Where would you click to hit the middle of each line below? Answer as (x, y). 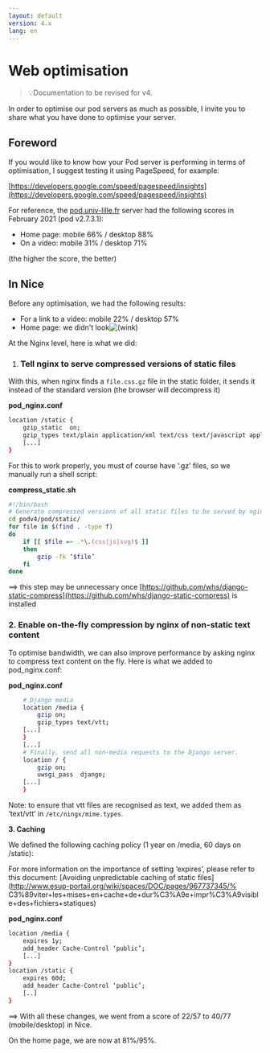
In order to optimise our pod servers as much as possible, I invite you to (127, 109)
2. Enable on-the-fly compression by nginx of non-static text (129, 625)
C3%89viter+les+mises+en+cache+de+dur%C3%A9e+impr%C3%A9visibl (133, 895)
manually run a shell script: (53, 474)
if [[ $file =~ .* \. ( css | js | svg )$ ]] (86, 541)
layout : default (35, 16)
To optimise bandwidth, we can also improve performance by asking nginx (132, 652)
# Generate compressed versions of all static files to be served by (127, 512)
